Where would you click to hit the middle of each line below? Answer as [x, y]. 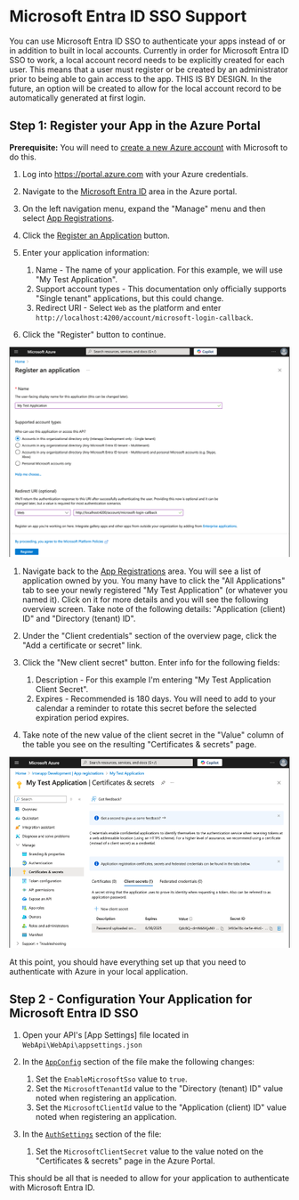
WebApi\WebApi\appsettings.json [82, 1045]
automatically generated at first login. [78, 98]
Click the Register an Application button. [96, 235]
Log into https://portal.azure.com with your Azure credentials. [135, 174]
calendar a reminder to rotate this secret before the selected [146, 708]
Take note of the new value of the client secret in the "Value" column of [153, 735]
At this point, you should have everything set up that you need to [128, 962]
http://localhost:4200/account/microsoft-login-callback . [144, 317]
